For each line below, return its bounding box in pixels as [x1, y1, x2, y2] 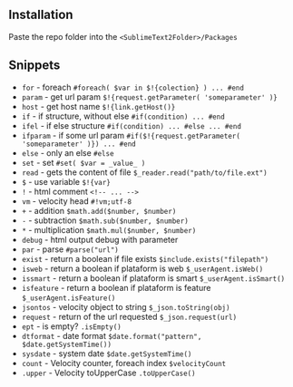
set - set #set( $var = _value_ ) [21, 157, 146, 168]
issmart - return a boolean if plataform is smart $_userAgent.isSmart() [21, 272, 286, 284]
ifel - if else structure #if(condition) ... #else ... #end [21, 120, 242, 131]
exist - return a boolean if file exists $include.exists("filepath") [21, 253, 269, 264]
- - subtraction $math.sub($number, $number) [21, 215, 190, 226]
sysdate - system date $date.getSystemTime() [21, 348, 192, 359]
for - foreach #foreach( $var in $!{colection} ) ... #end [21, 82, 244, 92]
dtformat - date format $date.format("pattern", [21, 330, 202, 341]
